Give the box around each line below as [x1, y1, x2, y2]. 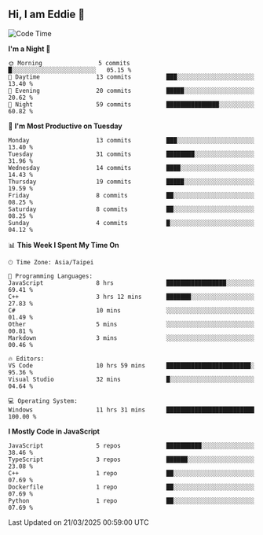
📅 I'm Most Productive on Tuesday [8, 121, 123, 131]
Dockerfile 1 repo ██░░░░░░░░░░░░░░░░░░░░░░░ [8, 483, 255, 491]
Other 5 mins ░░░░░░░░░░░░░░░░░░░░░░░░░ [8, 320, 255, 328]
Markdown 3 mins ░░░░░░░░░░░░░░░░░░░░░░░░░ [8, 334, 255, 342]
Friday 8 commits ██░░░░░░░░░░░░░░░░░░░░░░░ [8, 191, 255, 199]
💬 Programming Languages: [8, 272, 93, 280]
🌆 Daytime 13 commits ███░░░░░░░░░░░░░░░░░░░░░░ [8, 72, 255, 81]
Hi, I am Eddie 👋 [8, 8, 86, 21]
